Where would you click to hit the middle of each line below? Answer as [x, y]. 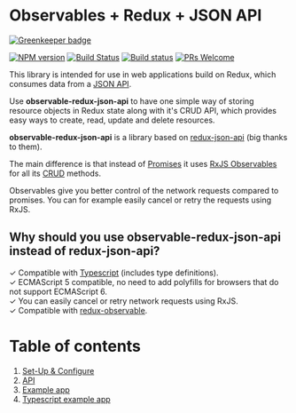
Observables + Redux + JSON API [136, 16]
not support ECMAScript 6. [58, 291]
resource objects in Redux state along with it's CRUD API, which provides [143, 110]
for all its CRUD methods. [55, 173]
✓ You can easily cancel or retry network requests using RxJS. [124, 301]
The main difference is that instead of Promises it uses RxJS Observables [143, 163]
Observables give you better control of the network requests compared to [144, 190]
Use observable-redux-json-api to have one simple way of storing [132, 101]
